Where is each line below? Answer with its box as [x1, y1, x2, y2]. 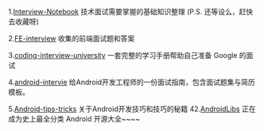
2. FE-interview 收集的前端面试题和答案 [8, 34, 135, 43]
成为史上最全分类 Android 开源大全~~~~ [8, 114, 141, 123]
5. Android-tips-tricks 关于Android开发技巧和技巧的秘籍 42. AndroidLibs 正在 [8, 104, 256, 114]
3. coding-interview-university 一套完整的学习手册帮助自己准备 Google [8, 51, 238, 60]
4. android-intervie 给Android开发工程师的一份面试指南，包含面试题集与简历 [8, 78, 256, 87]
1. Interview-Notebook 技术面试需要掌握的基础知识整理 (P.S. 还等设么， [8, 7, 239, 16]
